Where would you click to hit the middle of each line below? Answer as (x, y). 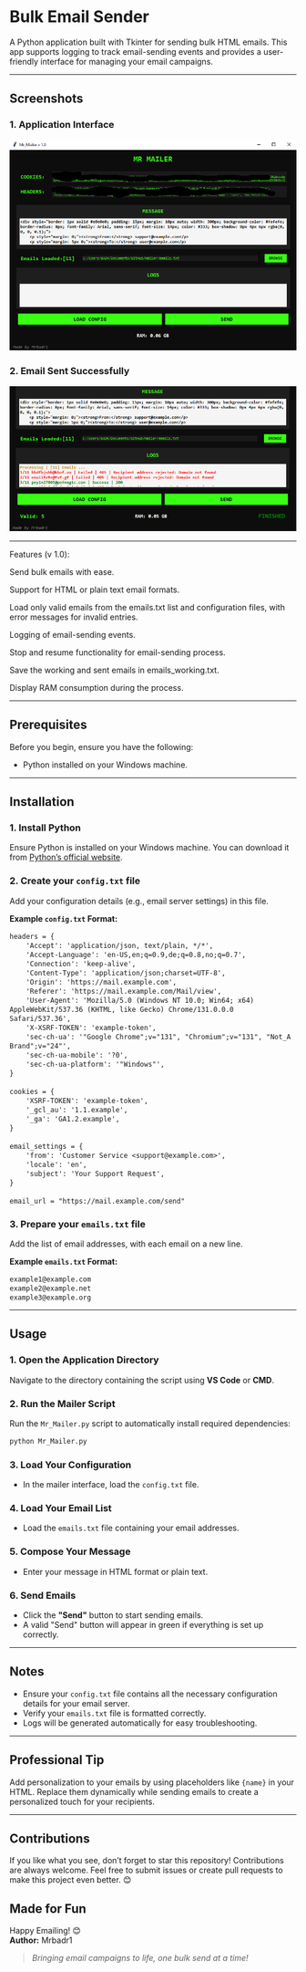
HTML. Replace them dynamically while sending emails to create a (134, 1791)
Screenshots (46, 99)
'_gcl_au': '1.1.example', (77, 1110)
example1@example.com (51, 1279)
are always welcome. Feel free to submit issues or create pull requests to (147, 1870)
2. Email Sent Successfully (70, 371)
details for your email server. (76, 1703)
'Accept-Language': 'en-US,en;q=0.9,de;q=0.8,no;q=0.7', (136, 955)
